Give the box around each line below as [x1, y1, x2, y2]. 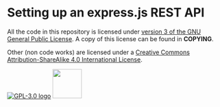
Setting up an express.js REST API [7, 5, 205, 21]
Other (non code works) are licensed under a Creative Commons [7, 48, 191, 56]
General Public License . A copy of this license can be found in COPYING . [7, 34, 214, 43]
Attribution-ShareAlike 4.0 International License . [7, 55, 143, 63]
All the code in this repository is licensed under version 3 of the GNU [7, 27, 201, 36]
